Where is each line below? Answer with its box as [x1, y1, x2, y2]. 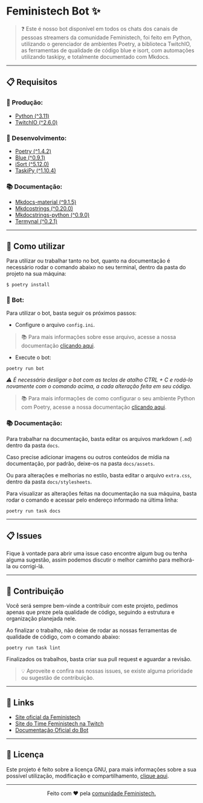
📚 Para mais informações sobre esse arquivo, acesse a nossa [21, 334, 176, 341]
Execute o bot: [14, 354, 51, 361]
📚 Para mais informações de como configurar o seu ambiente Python [21, 395, 195, 402]
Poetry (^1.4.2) [14, 147, 51, 155]
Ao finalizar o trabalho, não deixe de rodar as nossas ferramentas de [6, 627, 177, 634]
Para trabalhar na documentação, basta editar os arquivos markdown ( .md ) [6, 435, 192, 442]
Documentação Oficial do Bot [14, 727, 89, 734]
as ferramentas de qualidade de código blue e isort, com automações [21, 47, 195, 54]
